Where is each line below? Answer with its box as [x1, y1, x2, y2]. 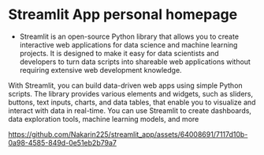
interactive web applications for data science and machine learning [19, 40, 238, 49]
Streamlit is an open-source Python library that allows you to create [19, 32, 239, 41]
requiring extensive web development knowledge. [19, 65, 183, 74]
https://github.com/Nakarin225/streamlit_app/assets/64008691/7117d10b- [8, 129, 248, 139]
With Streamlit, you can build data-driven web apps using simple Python [8, 81, 243, 90]
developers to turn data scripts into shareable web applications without [19, 57, 251, 66]
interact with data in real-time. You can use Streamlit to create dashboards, [8, 105, 252, 115]
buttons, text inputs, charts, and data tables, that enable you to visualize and [8, 97, 256, 107]
